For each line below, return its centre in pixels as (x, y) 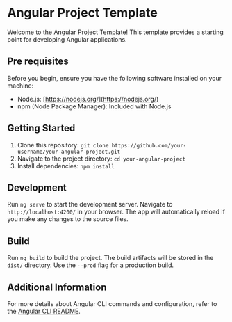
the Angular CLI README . (44, 311)
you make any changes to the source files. (68, 219)
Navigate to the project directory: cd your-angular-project (101, 159)
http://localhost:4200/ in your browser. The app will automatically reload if (116, 212)
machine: (20, 86)
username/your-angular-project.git (69, 152)
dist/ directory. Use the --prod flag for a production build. (90, 265)
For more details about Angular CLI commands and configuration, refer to (112, 304)
